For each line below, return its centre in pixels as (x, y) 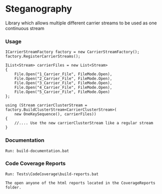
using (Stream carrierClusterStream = (46, 105)
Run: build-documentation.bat (37, 151)
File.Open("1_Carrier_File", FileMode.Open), (63, 74)
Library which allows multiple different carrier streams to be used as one (81, 23)
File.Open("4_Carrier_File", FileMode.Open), (63, 88)
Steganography (39, 9)
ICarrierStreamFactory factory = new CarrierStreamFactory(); (72, 52)
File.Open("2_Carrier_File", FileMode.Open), (63, 79)
